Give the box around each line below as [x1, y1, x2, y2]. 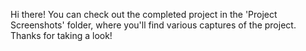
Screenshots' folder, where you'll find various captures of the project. [10, 19, 297, 31]
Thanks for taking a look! [10, 30, 113, 41]
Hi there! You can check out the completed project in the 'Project [10, 9, 278, 20]
